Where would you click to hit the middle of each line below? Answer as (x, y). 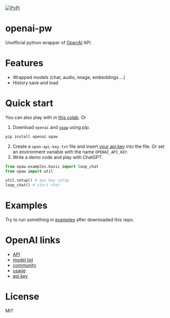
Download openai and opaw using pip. (51, 127)
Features (24, 63)
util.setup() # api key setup (37, 180)
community (24, 266)
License (22, 297)
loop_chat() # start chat (32, 185)
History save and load (35, 83)
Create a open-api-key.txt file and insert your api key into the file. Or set (89, 146)
